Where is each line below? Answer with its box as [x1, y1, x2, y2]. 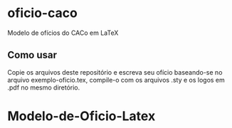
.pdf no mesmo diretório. [7, 83, 80, 92]
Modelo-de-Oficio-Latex [7, 108, 156, 124]
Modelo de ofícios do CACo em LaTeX [7, 28, 119, 37]
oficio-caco [7, 5, 78, 21]
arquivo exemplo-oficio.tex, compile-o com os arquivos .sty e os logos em [7, 75, 226, 84]
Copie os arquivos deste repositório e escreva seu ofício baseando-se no [7, 68, 223, 76]
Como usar [7, 49, 58, 61]
